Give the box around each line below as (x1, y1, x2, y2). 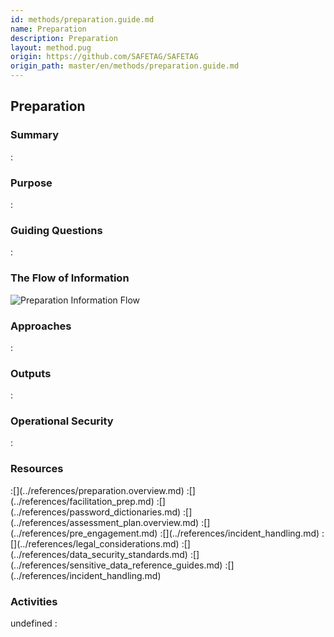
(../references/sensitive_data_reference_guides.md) (10, 559, 223, 571)
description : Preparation (10, 33, 118, 43)
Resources (10, 462, 64, 476)
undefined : (10, 617, 58, 630)
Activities (10, 594, 58, 608)
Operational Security (10, 414, 114, 428)
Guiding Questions (10, 223, 103, 237)
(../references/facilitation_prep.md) (10, 495, 155, 507)
